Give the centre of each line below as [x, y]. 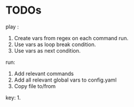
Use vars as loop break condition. [55, 44]
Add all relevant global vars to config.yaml [65, 80]
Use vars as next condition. [47, 50]
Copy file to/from [35, 86]
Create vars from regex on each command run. [71, 38]
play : [12, 27]
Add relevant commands [44, 73]
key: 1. [13, 98]
